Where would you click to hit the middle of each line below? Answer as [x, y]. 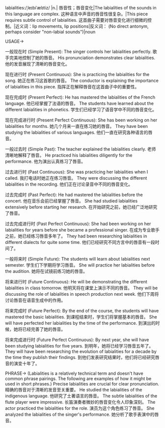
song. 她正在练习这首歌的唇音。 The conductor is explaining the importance [82, 80]
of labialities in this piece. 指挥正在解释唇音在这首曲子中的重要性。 [72, 87]
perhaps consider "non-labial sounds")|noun [50, 32]
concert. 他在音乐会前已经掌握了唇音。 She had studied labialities [71, 201]
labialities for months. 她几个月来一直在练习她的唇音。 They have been [77, 126]
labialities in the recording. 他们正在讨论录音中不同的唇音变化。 [69, 184]
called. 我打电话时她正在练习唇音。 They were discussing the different [76, 178]
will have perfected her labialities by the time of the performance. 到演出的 [80, 323]
